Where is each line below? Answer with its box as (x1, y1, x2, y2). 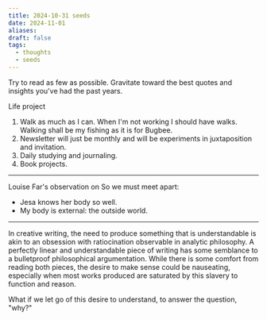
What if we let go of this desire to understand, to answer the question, (8, 295, 237, 304)
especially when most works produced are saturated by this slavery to (8, 271, 238, 280)
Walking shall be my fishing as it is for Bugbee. (19, 125, 173, 135)
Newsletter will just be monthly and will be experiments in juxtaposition (19, 133, 253, 143)
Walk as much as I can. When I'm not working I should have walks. (19, 117, 238, 126)
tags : (8, 41, 26, 49)
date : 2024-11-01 (8, 19, 66, 27)
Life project (8, 101, 46, 111)
